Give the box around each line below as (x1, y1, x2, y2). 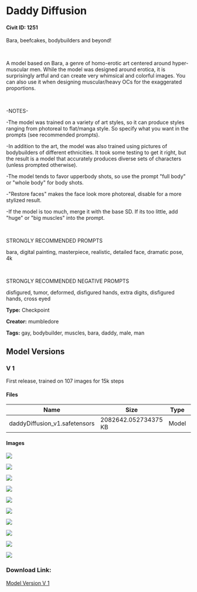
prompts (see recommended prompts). (6, 131, 100, 139)
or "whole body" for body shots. (6, 179, 84, 186)
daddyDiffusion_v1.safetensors (9, 419, 95, 427)
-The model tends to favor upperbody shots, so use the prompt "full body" (6, 173, 186, 180)
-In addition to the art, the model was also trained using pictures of (6, 143, 168, 150)
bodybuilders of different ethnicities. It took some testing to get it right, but (6, 149, 186, 156)
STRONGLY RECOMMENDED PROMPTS (6, 237, 103, 245)
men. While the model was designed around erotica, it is (29, 66, 166, 73)
